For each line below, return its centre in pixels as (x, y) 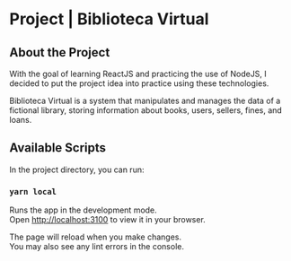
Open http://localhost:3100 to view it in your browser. (108, 220)
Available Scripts (57, 148)
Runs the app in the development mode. (83, 210)
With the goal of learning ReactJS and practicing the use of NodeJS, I (138, 74)
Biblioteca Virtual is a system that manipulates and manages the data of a (145, 100)
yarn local (33, 191)
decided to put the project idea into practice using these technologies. (139, 83)
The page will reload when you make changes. (96, 237)
